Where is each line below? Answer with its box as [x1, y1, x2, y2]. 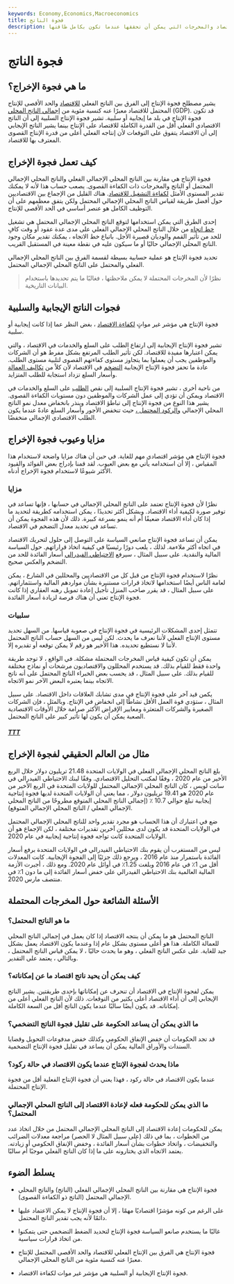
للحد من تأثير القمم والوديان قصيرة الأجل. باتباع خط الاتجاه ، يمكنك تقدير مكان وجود [8, 232, 222, 240]
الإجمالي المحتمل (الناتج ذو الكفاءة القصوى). [17, 1192, 132, 1201]
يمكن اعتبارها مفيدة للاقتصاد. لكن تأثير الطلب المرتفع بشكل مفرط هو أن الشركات [8, 348, 218, 356]
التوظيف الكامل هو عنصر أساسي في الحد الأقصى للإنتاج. [8, 204, 153, 213]
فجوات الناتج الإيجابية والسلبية [8, 302, 121, 313]
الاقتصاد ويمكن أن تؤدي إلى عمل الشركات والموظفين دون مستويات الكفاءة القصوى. [8, 391, 224, 400]
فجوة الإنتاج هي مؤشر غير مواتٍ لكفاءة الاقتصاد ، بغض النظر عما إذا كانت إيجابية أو [8, 320, 219, 328]
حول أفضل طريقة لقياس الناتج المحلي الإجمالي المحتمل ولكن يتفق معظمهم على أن [8, 197, 223, 205]
